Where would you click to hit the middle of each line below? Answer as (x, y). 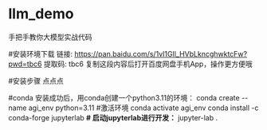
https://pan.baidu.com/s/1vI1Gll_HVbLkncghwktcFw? (161, 53)
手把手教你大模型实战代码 (50, 37)
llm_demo (41, 14)
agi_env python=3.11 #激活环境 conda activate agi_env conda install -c (143, 108)
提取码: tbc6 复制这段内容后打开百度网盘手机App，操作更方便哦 (148, 64)
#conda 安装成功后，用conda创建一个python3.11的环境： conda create (124, 97)
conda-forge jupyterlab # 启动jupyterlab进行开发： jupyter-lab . (113, 117)
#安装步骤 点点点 (36, 81)
